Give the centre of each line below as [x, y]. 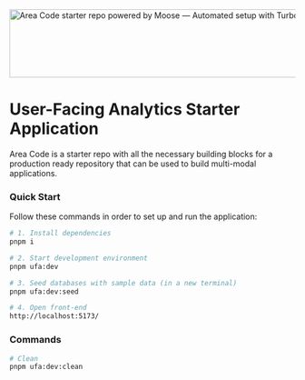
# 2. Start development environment [79, 258]
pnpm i [22, 242]
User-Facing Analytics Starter [125, 110]
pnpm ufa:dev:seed [44, 291]
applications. [33, 173]
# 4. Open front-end [49, 308]
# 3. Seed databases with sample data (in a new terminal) [123, 283]
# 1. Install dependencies [60, 234]
